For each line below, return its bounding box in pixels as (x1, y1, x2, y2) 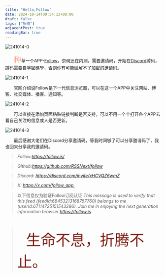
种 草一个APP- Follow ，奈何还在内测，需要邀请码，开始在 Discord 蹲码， (14, 55, 160, 64)
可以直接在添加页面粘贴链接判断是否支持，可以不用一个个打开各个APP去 (14, 111, 161, 117)
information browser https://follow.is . (17, 209, 93, 214)
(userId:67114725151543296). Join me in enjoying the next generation (17, 203, 159, 209)
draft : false (5, 16, 32, 21)
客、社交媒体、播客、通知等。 (5, 91, 66, 97)
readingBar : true (5, 30, 41, 35)
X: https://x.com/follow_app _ (17, 183, 76, 188)
